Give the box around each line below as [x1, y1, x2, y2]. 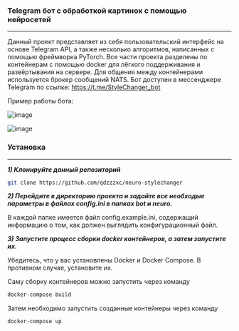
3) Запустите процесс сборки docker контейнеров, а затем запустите [7, 235, 226, 243]
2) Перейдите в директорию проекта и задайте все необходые [7, 192, 205, 200]
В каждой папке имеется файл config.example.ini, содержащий [7, 213, 199, 222]
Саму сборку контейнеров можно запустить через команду [7, 277, 191, 286]
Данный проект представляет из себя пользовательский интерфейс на [7, 38, 224, 46]
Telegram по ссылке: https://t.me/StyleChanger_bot [7, 83, 161, 91]
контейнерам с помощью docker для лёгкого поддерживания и [7, 60, 201, 69]
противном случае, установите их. [7, 263, 113, 273]
